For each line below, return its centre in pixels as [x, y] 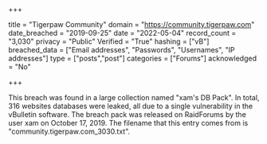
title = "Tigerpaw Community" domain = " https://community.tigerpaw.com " [132, 24]
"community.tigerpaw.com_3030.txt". [69, 131]
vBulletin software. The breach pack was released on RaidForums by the [128, 115]
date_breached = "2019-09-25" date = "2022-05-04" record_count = [122, 33]
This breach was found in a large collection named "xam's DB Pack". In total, [134, 97]
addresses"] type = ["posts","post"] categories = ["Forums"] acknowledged [133, 58]
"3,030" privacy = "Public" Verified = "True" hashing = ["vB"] [109, 41]
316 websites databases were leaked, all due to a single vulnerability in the [131, 106]
